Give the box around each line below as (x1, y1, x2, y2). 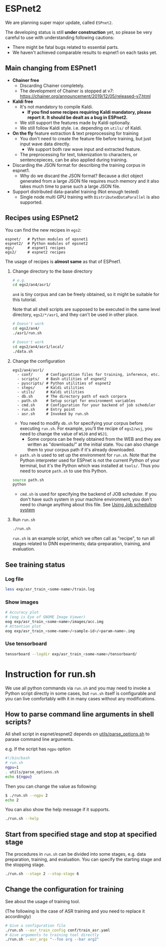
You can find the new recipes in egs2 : (5, 227, 82, 233)
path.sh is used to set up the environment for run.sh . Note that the (19, 452, 157, 458)
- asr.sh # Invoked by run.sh (17, 411, 89, 416)
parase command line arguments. (5, 736, 74, 742)
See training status (5, 560, 65, 569)
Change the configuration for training (5, 885, 124, 894)
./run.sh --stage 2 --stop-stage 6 (5, 872, 79, 877)
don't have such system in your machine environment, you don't (19, 496, 152, 502)
